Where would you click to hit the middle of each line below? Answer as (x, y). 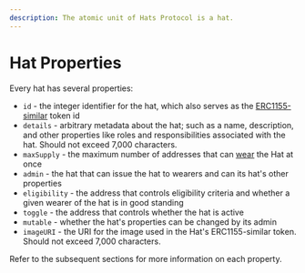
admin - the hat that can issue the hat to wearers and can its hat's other (156, 173)
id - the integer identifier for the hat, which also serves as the (138, 106)
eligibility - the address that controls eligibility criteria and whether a (156, 193)
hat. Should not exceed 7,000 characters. (100, 144)
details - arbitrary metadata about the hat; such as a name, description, (158, 125)
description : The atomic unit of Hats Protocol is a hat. (122, 18)
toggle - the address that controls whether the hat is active (133, 212)
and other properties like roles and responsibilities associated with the (154, 135)
